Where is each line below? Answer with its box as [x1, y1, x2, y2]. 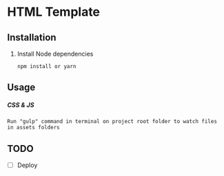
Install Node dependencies [17, 49, 94, 58]
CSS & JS [7, 100, 34, 109]
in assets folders [7, 124, 60, 131]
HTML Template [7, 4, 101, 20]
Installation [7, 32, 57, 43]
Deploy [17, 161, 38, 169]
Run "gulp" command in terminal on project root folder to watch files [7, 118, 217, 125]
